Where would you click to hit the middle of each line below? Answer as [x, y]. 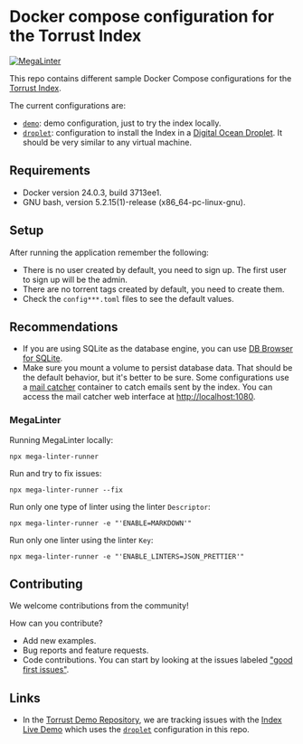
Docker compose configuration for [142, 17]
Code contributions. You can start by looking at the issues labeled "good [157, 660]
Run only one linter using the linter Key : [81, 540]
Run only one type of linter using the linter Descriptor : [110, 506]
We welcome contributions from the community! [99, 606]
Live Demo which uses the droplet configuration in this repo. [136, 730]
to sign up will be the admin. [75, 279]
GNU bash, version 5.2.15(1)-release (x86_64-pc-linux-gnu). [134, 202]
